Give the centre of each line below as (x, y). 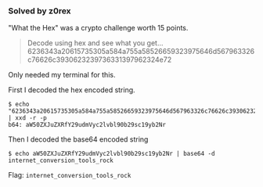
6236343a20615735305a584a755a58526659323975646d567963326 (141, 52)
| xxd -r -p (27, 118)
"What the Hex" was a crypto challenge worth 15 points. (98, 28)
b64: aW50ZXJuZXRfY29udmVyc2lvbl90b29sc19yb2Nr (87, 125)
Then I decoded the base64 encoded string (78, 139)
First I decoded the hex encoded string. (72, 90)
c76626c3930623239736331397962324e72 (99, 59)
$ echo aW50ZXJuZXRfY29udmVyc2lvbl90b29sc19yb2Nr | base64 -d (112, 154)
